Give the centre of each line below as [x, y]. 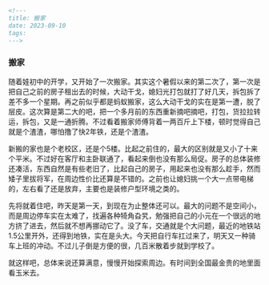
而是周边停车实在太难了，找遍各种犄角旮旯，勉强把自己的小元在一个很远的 [131, 215]
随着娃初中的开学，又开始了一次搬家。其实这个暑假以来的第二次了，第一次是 [134, 81]
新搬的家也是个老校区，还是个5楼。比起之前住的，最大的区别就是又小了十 [130, 148]
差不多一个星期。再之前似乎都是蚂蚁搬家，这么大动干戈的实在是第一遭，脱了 [134, 101]
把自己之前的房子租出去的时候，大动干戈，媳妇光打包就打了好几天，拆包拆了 [134, 91]
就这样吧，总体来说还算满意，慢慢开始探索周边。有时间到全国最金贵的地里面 [134, 263]
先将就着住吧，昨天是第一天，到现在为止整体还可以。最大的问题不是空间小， [134, 205]
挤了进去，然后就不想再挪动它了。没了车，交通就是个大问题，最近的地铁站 [138, 225]
